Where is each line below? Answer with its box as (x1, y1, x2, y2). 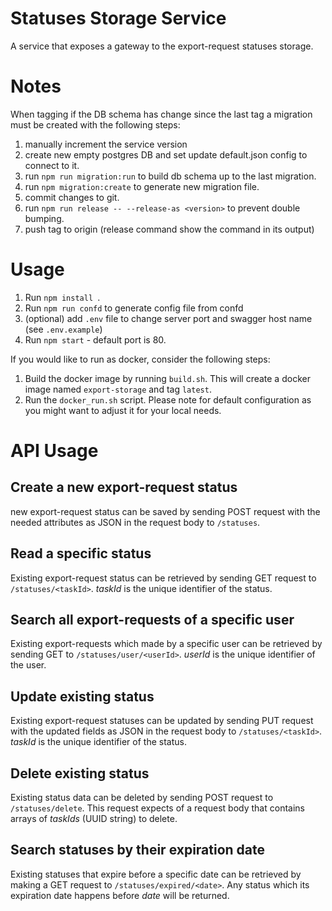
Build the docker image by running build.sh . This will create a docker (24, 372, 311, 384)
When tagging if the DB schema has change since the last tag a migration (10, 108, 313, 120)
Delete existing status (10, 765, 150, 782)
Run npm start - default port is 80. (24, 333, 167, 346)
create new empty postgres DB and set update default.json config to (24, 148, 308, 161)
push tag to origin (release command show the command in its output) (24, 223, 315, 235)
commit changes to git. (24, 191, 120, 203)
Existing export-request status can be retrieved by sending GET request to (10, 572, 317, 584)
